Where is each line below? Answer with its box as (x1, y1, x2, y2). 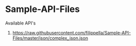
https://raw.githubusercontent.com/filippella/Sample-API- (12, 29, 131, 35)
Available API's (5, 20, 36, 26)
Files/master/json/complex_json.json (12, 35, 88, 41)
